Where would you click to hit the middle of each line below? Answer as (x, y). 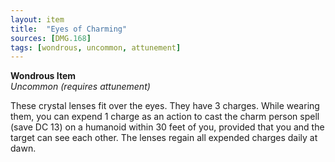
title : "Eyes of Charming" (69, 29)
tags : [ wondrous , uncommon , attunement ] (96, 47)
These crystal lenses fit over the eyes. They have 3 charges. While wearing (165, 106)
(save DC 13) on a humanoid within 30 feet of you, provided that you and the (167, 127)
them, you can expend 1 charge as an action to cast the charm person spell (165, 117)
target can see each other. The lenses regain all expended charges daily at (164, 138)
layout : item (37, 19)
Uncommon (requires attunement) (80, 87)
